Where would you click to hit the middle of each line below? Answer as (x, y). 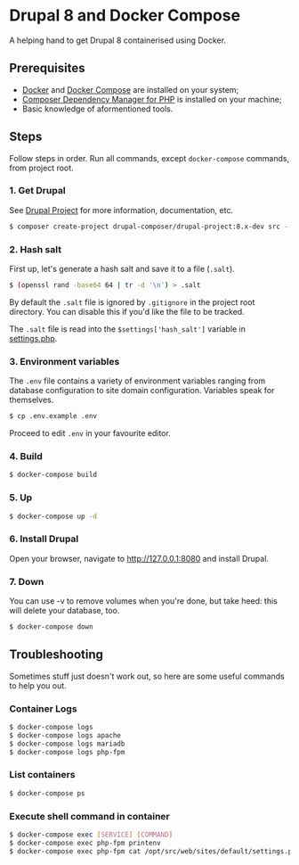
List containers (42, 775)
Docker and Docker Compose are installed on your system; (130, 89)
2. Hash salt (36, 249)
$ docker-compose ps (48, 793)
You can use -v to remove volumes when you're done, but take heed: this (143, 601)
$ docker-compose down (51, 627)
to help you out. (38, 685)
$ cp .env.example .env (53, 416)
